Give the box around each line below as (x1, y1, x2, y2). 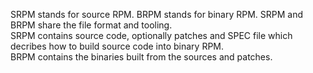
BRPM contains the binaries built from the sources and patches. (10, 51, 273, 63)
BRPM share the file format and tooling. (10, 19, 173, 31)
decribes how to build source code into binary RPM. (10, 40, 225, 52)
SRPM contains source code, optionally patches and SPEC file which (10, 30, 293, 41)
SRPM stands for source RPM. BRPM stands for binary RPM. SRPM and (10, 9, 304, 20)
